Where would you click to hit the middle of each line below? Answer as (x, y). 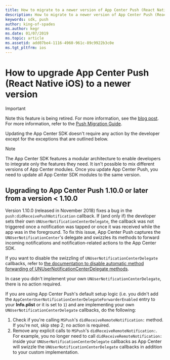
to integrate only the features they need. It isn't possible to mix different (80, 164)
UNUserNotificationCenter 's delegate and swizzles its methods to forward (82, 238)
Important (15, 108)
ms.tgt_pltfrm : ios (26, 48)
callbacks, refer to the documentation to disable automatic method (75, 264)
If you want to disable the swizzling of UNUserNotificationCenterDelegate (82, 258)
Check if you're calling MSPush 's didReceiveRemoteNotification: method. (88, 320)
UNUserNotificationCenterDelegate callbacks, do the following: (71, 310)
